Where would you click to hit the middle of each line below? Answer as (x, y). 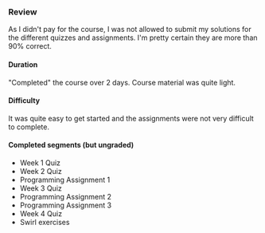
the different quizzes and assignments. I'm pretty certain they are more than (133, 38)
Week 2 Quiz (41, 171)
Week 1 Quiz (40, 163)
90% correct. (30, 46)
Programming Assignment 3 (66, 205)
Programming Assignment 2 (66, 196)
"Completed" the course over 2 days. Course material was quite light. (122, 82)
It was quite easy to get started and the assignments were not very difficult (131, 118)
